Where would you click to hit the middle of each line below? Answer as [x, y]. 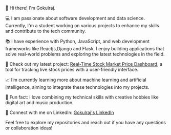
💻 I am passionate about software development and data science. [75, 18]
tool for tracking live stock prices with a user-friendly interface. [72, 70]
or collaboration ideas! [29, 128]
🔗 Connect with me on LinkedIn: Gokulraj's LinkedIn [60, 112]
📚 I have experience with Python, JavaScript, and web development [78, 41]
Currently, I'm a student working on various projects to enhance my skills [82, 25]
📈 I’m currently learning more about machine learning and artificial [76, 80]
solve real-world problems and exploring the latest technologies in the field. [85, 54]
